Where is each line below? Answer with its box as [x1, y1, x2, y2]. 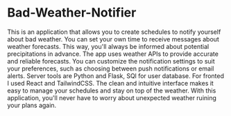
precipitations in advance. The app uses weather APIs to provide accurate [7, 50, 219, 58]
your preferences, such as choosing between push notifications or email [7, 64, 214, 72]
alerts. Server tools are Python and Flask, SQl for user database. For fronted [7, 71, 224, 80]
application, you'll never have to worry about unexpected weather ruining [7, 93, 217, 101]
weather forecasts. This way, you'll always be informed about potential [7, 42, 209, 50]
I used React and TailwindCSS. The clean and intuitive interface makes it [7, 79, 214, 87]
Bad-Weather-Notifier [7, 5, 137, 21]
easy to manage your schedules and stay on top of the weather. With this [7, 86, 216, 95]
